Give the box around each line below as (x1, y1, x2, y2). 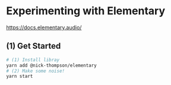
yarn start (6, 73, 33, 80)
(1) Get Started (6, 41, 61, 51)
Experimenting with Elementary (6, 4, 166, 18)
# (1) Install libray (6, 56, 60, 63)
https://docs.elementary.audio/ (6, 24, 82, 31)
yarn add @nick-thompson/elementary (6, 62, 97, 68)
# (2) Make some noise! (6, 68, 65, 74)
